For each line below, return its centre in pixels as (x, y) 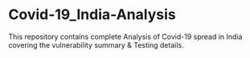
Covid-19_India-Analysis (92, 15)
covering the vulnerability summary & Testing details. (96, 44)
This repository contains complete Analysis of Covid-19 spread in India (125, 37)
